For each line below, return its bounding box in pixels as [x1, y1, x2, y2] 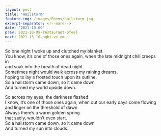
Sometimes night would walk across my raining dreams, [5, 69, 118, 75]
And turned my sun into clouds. [5, 125, 69, 131]
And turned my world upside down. [5, 84, 77, 90]
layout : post [5, 7, 32, 12]
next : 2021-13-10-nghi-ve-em [5, 35, 65, 40]
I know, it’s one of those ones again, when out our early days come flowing [5, 99, 156, 105]
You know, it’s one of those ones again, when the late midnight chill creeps [5, 53, 156, 59]
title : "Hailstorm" [5, 12, 45, 17]
